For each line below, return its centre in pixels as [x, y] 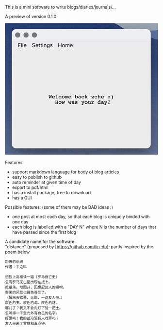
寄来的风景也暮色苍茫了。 [27, 293]
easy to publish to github [37, 177]
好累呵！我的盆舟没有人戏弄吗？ [32, 318]
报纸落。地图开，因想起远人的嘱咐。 [36, 287]
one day [20, 222]
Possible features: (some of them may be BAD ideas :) [59, 207]
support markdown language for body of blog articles [65, 172]
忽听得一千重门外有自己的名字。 [32, 313]
